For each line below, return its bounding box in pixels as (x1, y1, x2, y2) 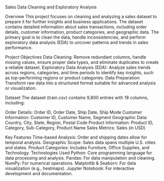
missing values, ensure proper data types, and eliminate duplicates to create (5, 60, 159, 65)
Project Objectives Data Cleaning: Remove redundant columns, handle (5, 54, 146, 60)
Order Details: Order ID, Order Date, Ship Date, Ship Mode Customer (5, 109, 143, 115)
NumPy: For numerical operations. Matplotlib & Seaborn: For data (5, 161, 136, 166)
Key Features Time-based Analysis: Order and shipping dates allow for (5, 134, 147, 140)
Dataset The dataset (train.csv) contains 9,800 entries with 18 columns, (5, 95, 149, 101)
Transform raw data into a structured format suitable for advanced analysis (5, 80, 156, 86)
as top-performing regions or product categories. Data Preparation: (5, 75, 141, 80)
